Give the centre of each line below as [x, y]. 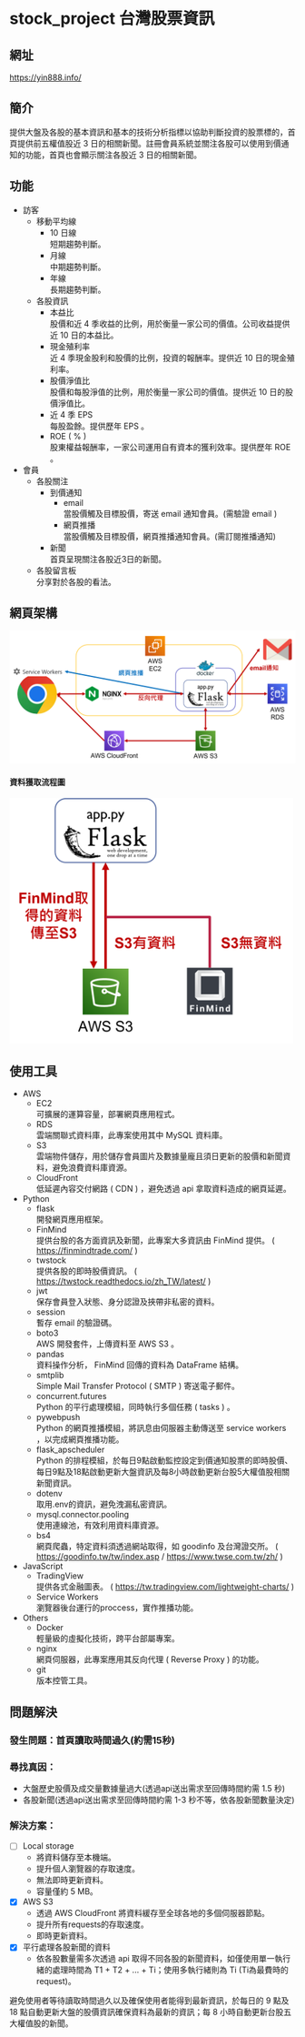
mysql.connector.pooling [83, 1515]
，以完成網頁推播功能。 [80, 1439]
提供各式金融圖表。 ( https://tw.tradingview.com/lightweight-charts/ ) [165, 1587]
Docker [49, 1628]
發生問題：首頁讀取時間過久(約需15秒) [92, 1740]
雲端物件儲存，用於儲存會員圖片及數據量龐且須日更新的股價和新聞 [159, 1156]
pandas [50, 1354]
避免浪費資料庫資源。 [92, 1168]
